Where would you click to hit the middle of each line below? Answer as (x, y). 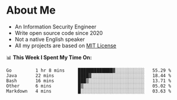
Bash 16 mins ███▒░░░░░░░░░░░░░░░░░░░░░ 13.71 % (88, 80)
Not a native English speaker (50, 39)
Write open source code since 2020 (59, 33)
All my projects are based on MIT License (66, 46)
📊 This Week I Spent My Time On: (49, 57)
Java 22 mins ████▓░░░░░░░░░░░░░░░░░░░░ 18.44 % (88, 75)
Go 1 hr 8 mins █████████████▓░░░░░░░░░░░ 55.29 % (88, 70)
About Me (31, 10)
